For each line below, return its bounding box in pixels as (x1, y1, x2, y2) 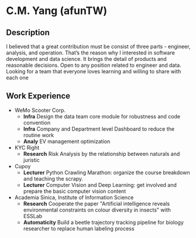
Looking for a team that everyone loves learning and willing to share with (6, 68, 181, 74)
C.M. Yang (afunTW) (6, 4, 108, 18)
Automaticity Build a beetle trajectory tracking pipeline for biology (23, 219, 184, 226)
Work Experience (6, 91, 71, 101)
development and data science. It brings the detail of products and (6, 56, 167, 62)
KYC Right (14, 144, 40, 151)
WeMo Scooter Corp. (14, 107, 66, 114)
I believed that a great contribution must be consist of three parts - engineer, (6, 43, 191, 50)
